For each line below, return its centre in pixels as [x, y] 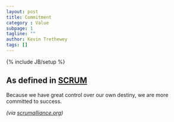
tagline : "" [21, 34]
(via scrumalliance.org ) [35, 112]
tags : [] [17, 45]
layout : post [22, 12]
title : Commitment [29, 17]
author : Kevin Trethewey [37, 39]
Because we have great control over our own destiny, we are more [87, 95]
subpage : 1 [20, 28]
